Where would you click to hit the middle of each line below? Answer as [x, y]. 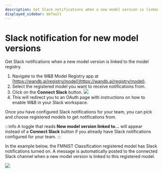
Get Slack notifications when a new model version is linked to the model [77, 62]
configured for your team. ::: [33, 137]
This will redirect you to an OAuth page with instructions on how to [79, 97]
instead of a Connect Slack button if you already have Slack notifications [78, 132]
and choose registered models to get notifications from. [61, 117]
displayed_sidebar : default [33, 14]
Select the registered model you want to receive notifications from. [79, 86]
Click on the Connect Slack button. [47, 92]
